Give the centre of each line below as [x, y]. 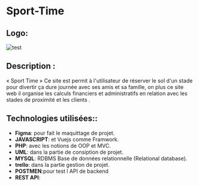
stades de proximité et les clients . [49, 99]
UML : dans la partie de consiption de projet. [69, 152]
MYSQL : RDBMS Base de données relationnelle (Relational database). [101, 158]
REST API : [28, 177]
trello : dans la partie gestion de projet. [62, 164]
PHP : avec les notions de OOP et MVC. [63, 145]
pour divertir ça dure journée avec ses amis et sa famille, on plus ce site [95, 87]
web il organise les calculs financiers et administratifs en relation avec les [97, 93]
